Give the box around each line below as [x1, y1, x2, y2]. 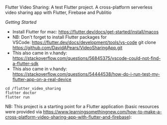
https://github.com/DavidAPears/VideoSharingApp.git [12, 45, 123, 50]
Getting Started [5, 19, 37, 25]
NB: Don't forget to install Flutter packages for [12, 34, 107, 40]
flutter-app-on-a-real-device [12, 77, 72, 82]
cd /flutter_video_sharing [5, 86, 61, 91]
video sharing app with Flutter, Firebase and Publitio [5, 9, 112, 15]
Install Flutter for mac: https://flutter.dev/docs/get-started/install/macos [12, 29, 159, 34]
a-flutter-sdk [12, 61, 39, 66]
